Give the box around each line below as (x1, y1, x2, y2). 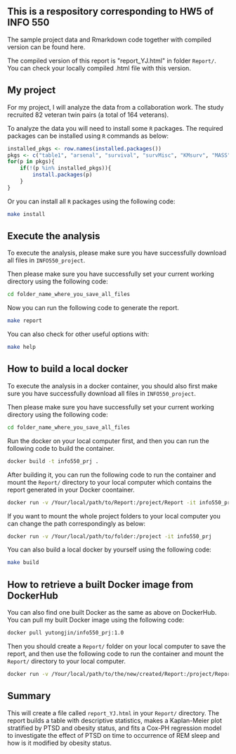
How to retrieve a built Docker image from (7, 578, 194, 590)
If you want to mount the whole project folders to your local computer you (7, 511, 221, 520)
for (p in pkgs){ (7, 158, 55, 165)
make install (7, 210, 46, 217)
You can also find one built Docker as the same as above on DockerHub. (7, 608, 217, 617)
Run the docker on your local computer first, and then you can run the (7, 436, 209, 445)
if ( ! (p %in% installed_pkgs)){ (20, 165, 112, 172)
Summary (7, 690, 51, 702)
